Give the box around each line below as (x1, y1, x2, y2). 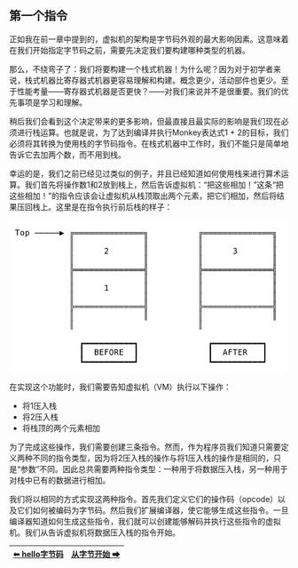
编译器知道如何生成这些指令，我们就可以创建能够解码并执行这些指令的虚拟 (9, 516, 281, 527)
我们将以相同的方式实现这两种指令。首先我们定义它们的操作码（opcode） (9, 494, 278, 505)
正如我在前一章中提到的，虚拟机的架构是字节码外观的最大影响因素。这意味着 (9, 34, 289, 44)
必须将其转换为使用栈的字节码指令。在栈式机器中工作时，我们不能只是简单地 (9, 138, 289, 148)
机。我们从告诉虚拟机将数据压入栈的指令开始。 (9, 527, 180, 538)
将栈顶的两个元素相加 (21, 423, 100, 434)
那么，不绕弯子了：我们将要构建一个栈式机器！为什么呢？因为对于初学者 (9, 63, 273, 74)
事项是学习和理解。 (16, 97, 87, 108)
